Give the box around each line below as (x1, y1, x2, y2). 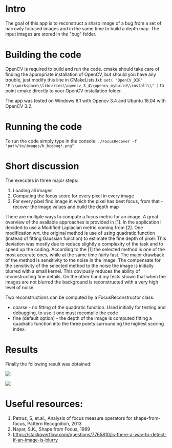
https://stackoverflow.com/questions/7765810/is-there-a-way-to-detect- (12, 431, 167, 437)
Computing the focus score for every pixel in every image (12, 193, 134, 199)
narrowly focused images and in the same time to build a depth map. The (5, 25, 160, 31)
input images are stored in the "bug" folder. (5, 31, 97, 37)
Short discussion (5, 160, 79, 172)
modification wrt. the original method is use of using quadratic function (5, 230, 155, 236)
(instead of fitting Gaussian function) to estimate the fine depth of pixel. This (5, 235, 166, 241)
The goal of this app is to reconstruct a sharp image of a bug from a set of (5, 20, 162, 26)
